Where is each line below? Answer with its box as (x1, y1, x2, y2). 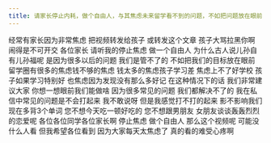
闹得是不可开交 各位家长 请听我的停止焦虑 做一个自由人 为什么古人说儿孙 (8, 45, 251, 55)
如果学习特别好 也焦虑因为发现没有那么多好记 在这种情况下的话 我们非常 (15, 75, 256, 85)
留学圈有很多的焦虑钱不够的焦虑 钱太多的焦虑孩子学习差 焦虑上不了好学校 (8, 65, 253, 75)
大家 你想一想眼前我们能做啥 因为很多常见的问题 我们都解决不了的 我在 (15, 86, 251, 95)
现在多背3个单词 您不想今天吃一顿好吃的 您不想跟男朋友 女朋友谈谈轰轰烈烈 (8, 106, 260, 116)
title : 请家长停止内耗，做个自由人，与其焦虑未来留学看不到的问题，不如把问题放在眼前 (8, 11, 263, 20)
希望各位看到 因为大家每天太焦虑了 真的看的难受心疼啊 (52, 126, 235, 136)
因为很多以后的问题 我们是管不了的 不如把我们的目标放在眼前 (52, 55, 256, 65)
